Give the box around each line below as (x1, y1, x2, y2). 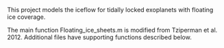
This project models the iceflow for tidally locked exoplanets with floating (7, 6, 214, 14)
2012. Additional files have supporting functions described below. (7, 33, 192, 41)
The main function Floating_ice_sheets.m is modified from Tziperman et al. (7, 26, 218, 34)
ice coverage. (7, 13, 46, 21)
